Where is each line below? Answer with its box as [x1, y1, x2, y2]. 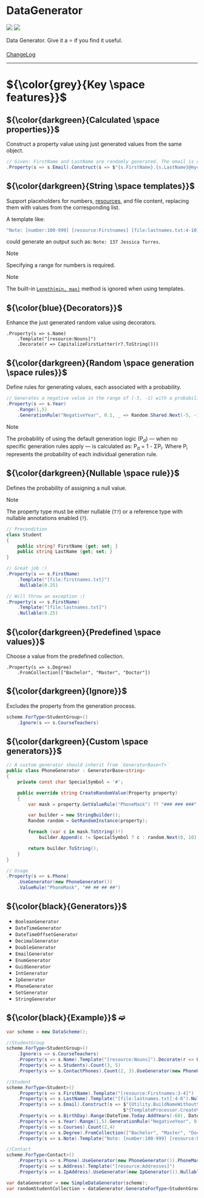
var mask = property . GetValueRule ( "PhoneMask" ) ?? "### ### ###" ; [28, 801, 200, 807]
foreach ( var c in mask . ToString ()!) [28, 829, 123, 835]
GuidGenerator [15, 964, 51, 970]
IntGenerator [15, 970, 49, 976]
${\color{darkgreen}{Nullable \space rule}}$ [6, 468, 180, 479]
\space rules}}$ [6, 367, 68, 377]
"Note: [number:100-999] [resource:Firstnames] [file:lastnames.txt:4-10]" [6, 227, 202, 233]
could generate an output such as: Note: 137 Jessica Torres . [6, 238, 161, 245]
